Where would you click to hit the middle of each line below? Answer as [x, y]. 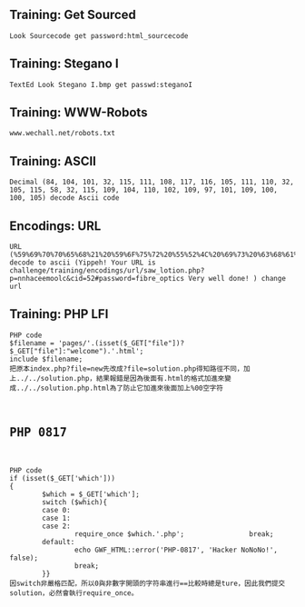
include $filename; [46, 359]
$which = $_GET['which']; [91, 494]
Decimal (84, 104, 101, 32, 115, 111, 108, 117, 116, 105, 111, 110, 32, [152, 182]
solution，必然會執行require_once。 [74, 593]
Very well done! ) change [236, 279]
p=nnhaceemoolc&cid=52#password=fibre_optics [97, 279]
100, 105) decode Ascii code [64, 198]
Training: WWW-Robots [79, 113]
